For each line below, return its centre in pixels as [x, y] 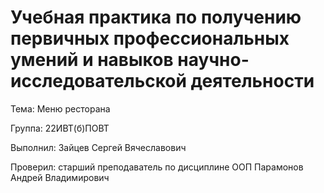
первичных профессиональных [150, 38]
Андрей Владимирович [60, 177]
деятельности [252, 81]
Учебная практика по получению [156, 17]
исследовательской [98, 81]
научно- [213, 60]
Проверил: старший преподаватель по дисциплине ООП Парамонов [157, 167]
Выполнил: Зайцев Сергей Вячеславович [98, 147]
